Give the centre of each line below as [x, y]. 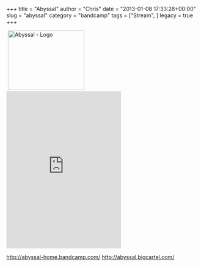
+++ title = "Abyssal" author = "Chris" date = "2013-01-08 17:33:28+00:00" [101, 9]
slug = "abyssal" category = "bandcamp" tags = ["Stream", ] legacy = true [100, 15]
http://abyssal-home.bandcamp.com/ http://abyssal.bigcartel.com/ [90, 257]
